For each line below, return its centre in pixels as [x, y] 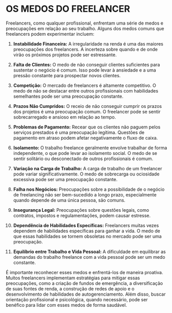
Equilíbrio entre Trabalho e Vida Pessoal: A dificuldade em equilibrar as [89, 252]
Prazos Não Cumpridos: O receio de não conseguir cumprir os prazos [88, 106]
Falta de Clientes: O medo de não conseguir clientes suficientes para [87, 64]
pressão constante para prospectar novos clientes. [67, 75]
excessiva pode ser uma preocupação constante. [65, 179]
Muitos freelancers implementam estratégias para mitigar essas [73, 278]
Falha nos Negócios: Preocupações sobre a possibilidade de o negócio [89, 189]
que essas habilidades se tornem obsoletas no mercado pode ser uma [87, 236]
